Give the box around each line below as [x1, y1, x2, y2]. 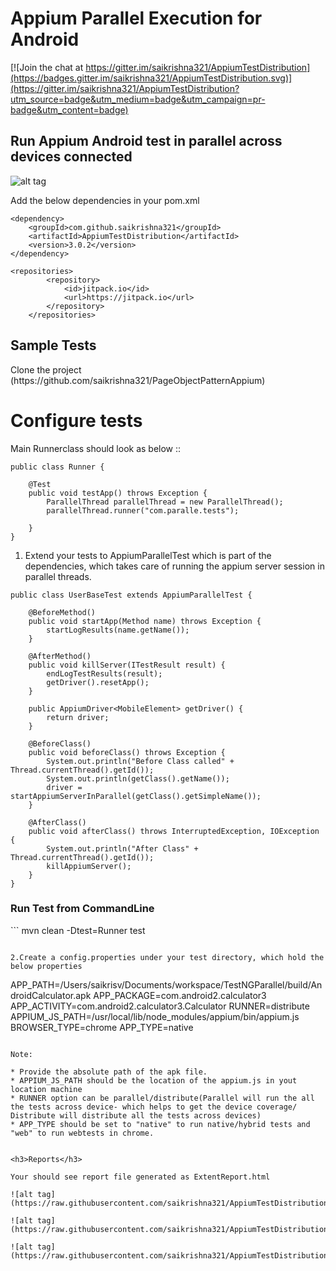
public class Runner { [10, 462, 105, 472]
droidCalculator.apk [10, 989, 92, 1001]
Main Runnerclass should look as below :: [10, 442, 182, 454]
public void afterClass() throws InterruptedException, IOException [28, 826, 320, 836]
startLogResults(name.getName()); [46, 625, 190, 635]
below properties [10, 961, 83, 971]
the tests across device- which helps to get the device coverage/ [10, 1102, 298, 1112]
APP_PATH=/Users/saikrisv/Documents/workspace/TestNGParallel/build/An [10, 978, 323, 991]
